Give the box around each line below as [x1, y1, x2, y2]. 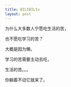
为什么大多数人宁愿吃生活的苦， [5, 25, 69, 31]
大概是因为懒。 [5, 46, 35, 52]
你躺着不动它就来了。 [5, 77, 47, 83]
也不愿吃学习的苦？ [5, 36, 43, 42]
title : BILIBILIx [5, 7, 40, 12]
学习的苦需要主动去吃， [5, 56, 52, 62]
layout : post [5, 12, 31, 16]
